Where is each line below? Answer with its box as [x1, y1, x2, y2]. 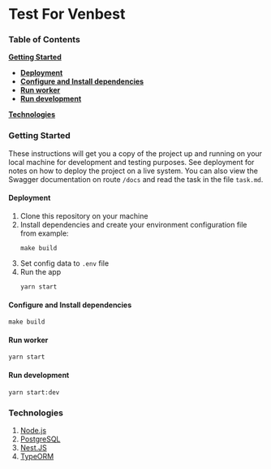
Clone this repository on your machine [19, 211, 148, 220]
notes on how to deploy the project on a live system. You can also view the [8, 166, 258, 176]
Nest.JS [19, 442, 47, 452]
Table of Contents [8, 34, 81, 46]
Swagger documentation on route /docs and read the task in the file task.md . [8, 174, 264, 184]
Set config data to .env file [19, 258, 110, 268]
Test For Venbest [8, 5, 126, 24]
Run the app [19, 267, 62, 276]
